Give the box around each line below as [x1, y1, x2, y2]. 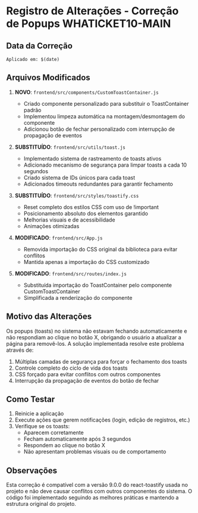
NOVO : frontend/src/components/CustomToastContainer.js [14, 88, 159, 96]
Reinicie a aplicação [14, 410, 64, 417]
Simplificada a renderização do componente [23, 294, 133, 301]
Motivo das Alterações [6, 312, 92, 322]
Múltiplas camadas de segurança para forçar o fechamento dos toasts [14, 358, 187, 365]
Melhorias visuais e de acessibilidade [23, 216, 115, 223]
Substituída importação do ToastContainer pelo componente [23, 281, 172, 288]
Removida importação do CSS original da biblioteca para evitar [23, 245, 178, 253]
